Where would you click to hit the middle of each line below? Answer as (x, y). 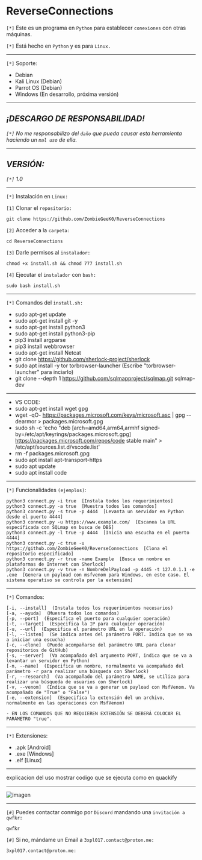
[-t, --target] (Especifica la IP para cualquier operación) (86, 624)
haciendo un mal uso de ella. (42, 139)
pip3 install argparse (40, 340)
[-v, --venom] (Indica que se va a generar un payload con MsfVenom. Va (101, 687)
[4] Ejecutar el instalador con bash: (51, 274)
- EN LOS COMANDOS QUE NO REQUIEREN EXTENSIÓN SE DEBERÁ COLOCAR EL (94, 713)
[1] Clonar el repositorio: (39, 208)
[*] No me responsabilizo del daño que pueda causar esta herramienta (94, 133)
